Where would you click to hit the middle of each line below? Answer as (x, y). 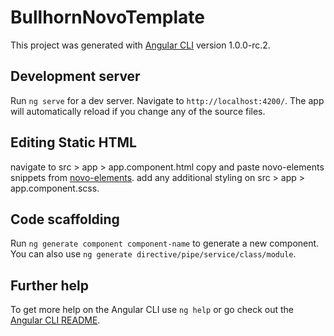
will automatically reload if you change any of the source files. (138, 111)
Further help (50, 285)
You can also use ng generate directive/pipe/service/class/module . (153, 254)
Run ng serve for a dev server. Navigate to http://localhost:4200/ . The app (167, 100)
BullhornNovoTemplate (107, 17)
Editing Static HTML (73, 142)
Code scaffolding (65, 219)
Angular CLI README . (55, 320)
